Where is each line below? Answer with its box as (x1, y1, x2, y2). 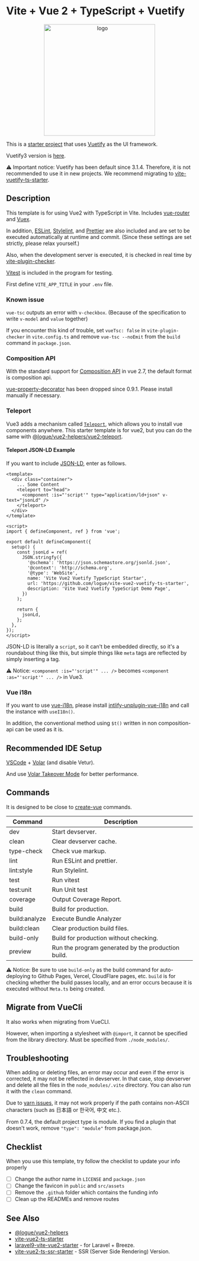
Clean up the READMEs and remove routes (14, 1196, 120, 1203)
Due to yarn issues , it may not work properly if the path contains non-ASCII (6, 1099, 190, 1106)
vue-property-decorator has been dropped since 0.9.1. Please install (6, 385, 173, 393)
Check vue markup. (52, 847, 107, 855)
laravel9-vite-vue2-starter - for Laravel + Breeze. (14, 1241, 135, 1249)
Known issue (6, 295, 44, 304)
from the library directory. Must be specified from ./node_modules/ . (6, 1036, 170, 1043)
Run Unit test (52, 885, 88, 894)
